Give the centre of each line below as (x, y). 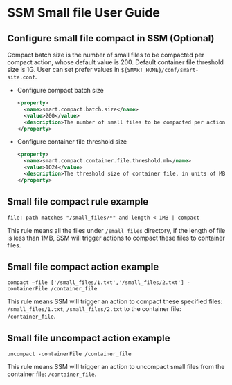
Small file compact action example (83, 266)
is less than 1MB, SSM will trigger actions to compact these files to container (116, 238)
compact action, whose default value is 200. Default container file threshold (115, 62)
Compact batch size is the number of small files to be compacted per (106, 55)
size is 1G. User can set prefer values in (63, 69)
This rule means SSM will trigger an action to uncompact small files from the (116, 367)
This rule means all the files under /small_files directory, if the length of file (116, 230)
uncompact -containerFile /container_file (69, 354)
